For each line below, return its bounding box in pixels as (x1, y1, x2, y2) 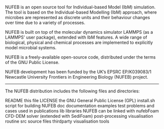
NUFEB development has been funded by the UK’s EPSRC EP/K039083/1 (5, 69, 152, 75)
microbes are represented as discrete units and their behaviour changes (5, 15, 150, 20)
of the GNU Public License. (5, 60, 60, 65)
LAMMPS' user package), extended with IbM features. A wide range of (5, 34, 147, 40)
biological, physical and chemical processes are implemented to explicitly (5, 40, 153, 45)
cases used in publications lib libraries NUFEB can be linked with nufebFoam (5, 108, 159, 114)
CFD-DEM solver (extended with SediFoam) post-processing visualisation (5, 113, 154, 119)
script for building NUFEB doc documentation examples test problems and (5, 103, 155, 108)
